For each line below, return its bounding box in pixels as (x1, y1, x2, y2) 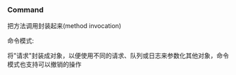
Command (7, 5, 44, 15)
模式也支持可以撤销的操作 (7, 60, 82, 69)
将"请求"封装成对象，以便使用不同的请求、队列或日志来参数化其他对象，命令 (7, 51, 230, 60)
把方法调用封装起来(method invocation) (7, 22, 122, 30)
